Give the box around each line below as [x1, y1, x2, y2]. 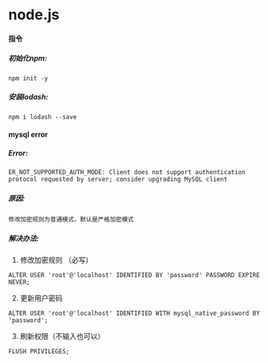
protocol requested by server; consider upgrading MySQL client [8, 175, 228, 184]
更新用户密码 [19, 293, 63, 303]
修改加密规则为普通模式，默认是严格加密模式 [8, 215, 134, 224]
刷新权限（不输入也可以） [19, 332, 105, 341]
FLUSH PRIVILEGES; [8, 348, 70, 356]
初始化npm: [8, 54, 47, 63]
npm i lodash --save [8, 112, 78, 121]
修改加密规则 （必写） [19, 255, 93, 265]
